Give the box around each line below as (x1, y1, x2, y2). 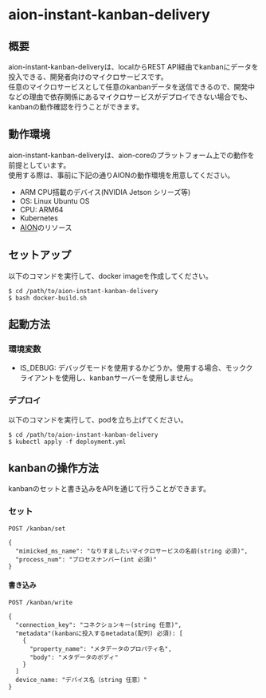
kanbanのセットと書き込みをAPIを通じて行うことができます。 (8, 484, 211, 494)
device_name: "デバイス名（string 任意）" (15, 676, 147, 684)
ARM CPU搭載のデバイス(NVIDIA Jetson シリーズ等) (19, 187, 191, 196)
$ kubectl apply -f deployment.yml (8, 438, 127, 446)
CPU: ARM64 (19, 204, 64, 214)
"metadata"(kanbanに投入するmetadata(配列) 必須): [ (15, 629, 183, 637)
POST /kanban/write (8, 598, 73, 606)
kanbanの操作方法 (8, 462, 100, 474)
